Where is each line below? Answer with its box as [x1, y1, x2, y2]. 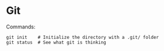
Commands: [6, 23, 36, 30]
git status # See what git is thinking [6, 39, 107, 45]
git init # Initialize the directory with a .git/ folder [6, 34, 159, 40]
